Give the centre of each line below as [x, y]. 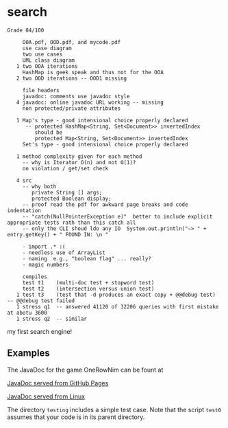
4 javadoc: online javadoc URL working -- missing [90, 102]
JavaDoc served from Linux [46, 396]
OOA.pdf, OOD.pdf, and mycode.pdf [72, 42]
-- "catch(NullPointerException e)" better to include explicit [117, 216]
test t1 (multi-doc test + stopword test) [88, 282]
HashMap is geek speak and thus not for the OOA [93, 72]
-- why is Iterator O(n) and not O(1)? [79, 162]
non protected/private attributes [72, 108]
